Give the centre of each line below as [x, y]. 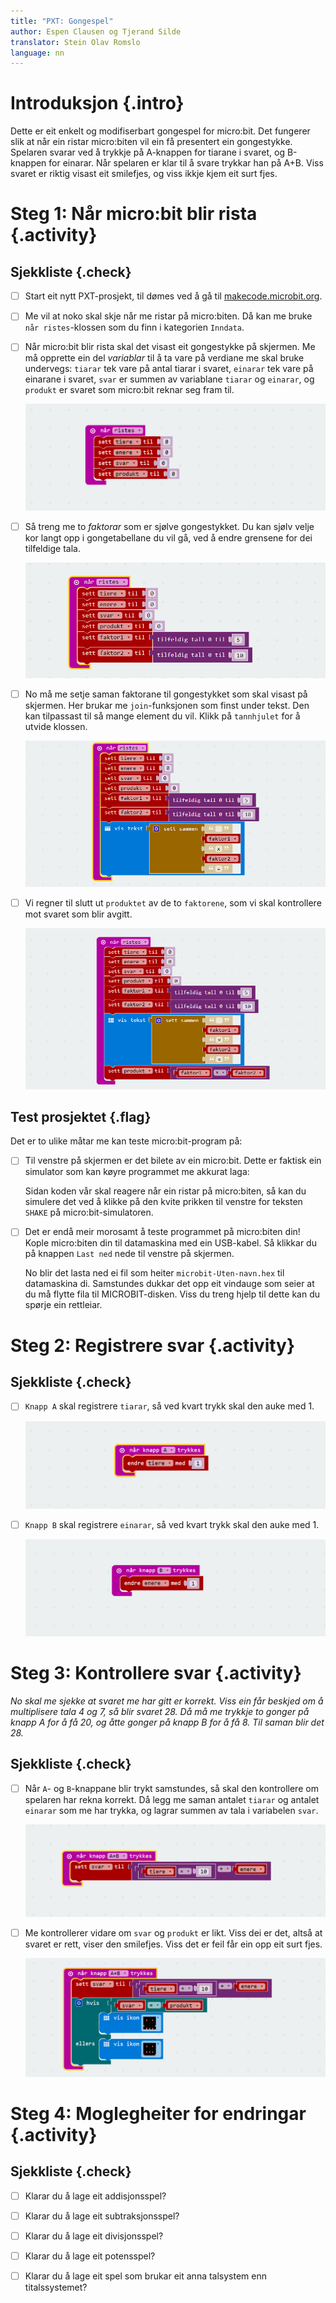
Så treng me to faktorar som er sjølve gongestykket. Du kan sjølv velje [169, 527]
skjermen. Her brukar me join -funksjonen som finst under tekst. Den [167, 706]
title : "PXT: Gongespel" [62, 21]
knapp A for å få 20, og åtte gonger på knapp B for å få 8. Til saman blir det [167, 1722]
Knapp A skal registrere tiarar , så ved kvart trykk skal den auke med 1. [169, 1406]
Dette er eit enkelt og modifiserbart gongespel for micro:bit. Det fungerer [160, 131]
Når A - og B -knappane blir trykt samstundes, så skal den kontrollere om [171, 1788]
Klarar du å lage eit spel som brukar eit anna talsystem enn [146, 2276]
